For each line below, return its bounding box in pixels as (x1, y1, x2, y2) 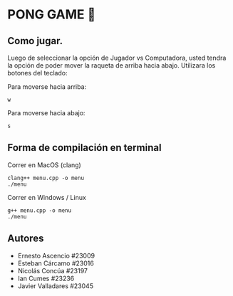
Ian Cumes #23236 (17, 274, 75, 282)
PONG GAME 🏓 (7, 6, 96, 23)
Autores (7, 233, 44, 245)
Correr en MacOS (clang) (7, 160, 82, 169)
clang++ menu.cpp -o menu (7, 174, 84, 181)
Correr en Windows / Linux (7, 193, 87, 201)
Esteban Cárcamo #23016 (17, 259, 94, 268)
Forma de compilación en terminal (7, 142, 162, 154)
